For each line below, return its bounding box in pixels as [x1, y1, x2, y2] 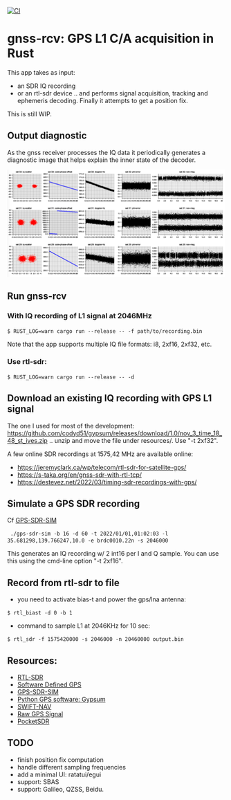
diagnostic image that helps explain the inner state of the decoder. [7, 156, 196, 164]
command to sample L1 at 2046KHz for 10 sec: [17, 621, 150, 630]
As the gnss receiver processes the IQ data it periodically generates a [7, 148, 206, 156]
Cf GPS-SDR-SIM [7, 516, 57, 525]
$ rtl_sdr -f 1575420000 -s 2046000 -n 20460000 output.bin [7, 636, 185, 643]
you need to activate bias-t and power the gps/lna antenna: [17, 595, 187, 603]
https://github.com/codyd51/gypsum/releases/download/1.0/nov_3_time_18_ [7, 429, 223, 437]
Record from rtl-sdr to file [7, 576, 120, 588]
